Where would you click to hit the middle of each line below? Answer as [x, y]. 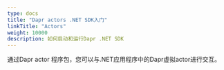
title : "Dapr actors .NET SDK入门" [57, 20]
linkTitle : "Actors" [37, 26]
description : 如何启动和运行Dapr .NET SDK [66, 39]
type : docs [23, 13]
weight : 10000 [28, 33]
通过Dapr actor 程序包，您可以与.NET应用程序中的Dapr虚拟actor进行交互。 [114, 60]
